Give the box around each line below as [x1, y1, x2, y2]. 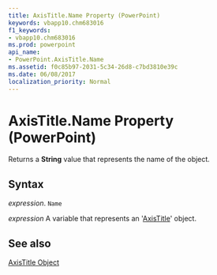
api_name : [8, 48, 41, 56]
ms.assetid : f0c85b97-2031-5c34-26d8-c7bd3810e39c [8, 63, 178, 71]
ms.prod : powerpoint [8, 41, 77, 49]
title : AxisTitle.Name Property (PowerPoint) [8, 11, 160, 20]
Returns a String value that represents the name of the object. [8, 155, 211, 164]
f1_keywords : [8, 26, 51, 34]
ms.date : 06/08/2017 [8, 70, 77, 78]
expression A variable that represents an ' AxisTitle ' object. [8, 214, 197, 224]
